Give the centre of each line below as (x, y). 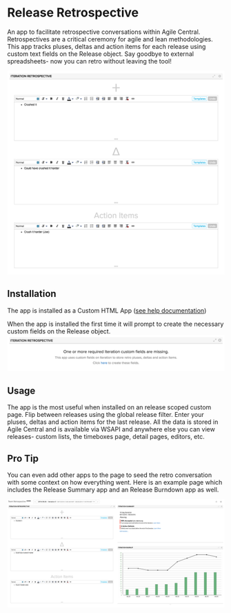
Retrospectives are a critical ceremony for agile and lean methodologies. (110, 39)
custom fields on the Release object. (59, 331)
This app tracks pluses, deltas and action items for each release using (107, 46)
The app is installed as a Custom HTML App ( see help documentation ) (107, 310)
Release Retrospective (73, 13)
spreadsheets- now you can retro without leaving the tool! (90, 61)
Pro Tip (23, 458)
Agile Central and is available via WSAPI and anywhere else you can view (111, 429)
